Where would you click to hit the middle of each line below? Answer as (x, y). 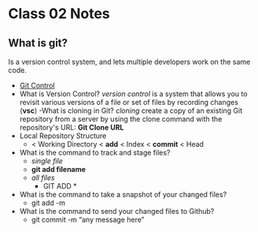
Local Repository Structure (63, 136)
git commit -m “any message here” (88, 219)
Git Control (37, 85)
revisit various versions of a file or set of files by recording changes (129, 102)
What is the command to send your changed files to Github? (117, 211)
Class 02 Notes (59, 14)
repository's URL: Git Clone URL (72, 127)
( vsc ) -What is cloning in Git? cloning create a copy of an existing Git (131, 110)
